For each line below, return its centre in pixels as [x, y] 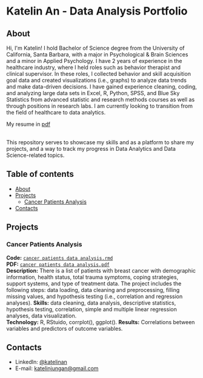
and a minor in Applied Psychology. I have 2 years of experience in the [94, 61]
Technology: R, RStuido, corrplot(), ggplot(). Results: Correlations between [101, 322]
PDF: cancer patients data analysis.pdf [58, 264]
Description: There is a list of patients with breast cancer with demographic [101, 270]
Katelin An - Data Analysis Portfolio [97, 11]
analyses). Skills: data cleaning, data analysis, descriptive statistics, [91, 303]
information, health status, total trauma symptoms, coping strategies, [92, 277]
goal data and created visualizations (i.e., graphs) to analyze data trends [96, 80]
